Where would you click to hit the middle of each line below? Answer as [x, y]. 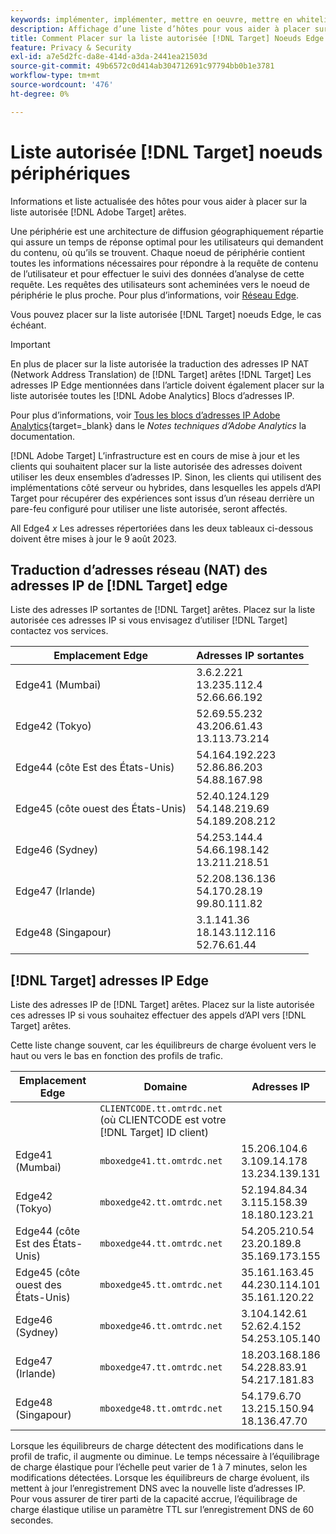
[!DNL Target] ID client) [154, 1133]
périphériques [70, 173]
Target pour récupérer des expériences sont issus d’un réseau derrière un [162, 498]
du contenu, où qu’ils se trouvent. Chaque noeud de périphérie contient [158, 252]
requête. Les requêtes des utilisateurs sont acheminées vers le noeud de [160, 284]
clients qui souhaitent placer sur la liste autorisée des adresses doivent [156, 466]
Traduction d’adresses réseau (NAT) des [139, 569]
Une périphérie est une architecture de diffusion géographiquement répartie [167, 231]
